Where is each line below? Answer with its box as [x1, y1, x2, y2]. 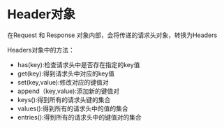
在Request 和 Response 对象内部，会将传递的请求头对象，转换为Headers [7, 31, 218, 39]
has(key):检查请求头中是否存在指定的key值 [17, 60, 140, 69]
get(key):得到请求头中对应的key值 [17, 69, 115, 78]
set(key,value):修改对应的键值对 [17, 78, 110, 86]
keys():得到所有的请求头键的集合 [17, 95, 111, 104]
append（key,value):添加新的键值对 [17, 87, 120, 95]
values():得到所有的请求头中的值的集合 [17, 104, 128, 113]
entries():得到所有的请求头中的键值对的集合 [17, 113, 142, 121]
